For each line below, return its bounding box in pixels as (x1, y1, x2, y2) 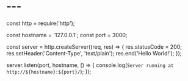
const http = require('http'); (6, 19, 75, 27)
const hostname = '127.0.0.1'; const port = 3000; (6, 31, 128, 38)
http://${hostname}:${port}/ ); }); (6, 68, 92, 75)
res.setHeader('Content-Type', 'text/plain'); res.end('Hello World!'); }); (6, 49, 182, 57)
